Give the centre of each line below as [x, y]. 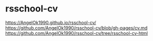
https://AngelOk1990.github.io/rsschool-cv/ [51, 22]
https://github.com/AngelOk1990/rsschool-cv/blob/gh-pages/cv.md [76, 27]
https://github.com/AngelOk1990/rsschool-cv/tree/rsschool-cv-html [76, 33]
